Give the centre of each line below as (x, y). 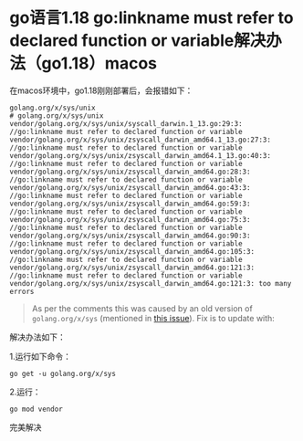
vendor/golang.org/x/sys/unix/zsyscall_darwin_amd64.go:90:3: (130, 236)
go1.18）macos (99, 63)
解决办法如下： (37, 337)
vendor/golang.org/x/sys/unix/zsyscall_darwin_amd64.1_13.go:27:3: (141, 140)
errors (22, 291)
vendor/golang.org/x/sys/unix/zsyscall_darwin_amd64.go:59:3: (130, 204)
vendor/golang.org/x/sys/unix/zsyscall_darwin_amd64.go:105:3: (132, 251)
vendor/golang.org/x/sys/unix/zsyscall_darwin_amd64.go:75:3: (130, 219)
